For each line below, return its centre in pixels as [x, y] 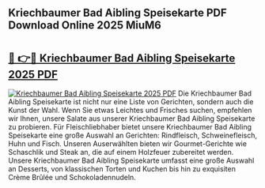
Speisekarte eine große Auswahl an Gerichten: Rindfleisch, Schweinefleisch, [133, 135]
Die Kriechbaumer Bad [214, 93]
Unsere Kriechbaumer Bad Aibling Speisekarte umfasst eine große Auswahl [131, 160]
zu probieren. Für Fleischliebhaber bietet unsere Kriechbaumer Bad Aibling [130, 127]
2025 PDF [33, 74]
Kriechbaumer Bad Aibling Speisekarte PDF [117, 13]
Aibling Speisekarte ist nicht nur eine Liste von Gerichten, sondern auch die [131, 102]
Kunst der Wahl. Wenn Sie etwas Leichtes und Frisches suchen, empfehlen [130, 110]
